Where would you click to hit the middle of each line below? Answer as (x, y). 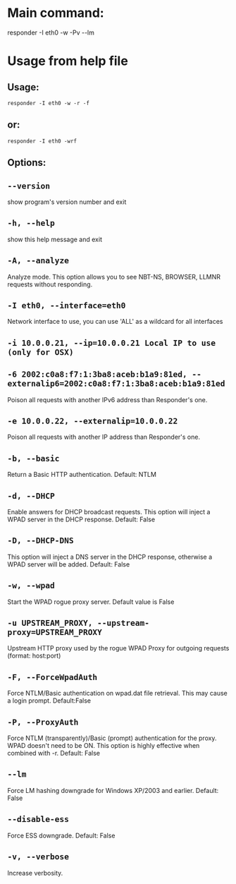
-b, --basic (33, 458)
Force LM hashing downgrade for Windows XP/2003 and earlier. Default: (113, 790)
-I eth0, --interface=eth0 (67, 305)
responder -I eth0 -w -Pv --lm (51, 32)
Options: (27, 163)
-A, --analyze (38, 261)
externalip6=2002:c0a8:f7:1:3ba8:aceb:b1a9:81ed (116, 384)
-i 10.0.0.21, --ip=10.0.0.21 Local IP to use (112, 343)
